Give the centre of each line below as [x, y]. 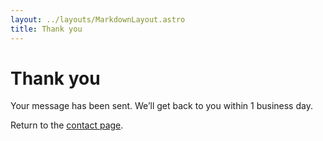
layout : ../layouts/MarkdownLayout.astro [98, 19]
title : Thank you [46, 29]
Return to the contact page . [67, 125]
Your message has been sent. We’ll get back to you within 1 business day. [161, 106]
